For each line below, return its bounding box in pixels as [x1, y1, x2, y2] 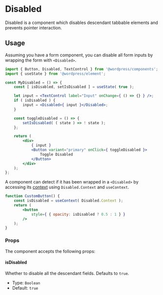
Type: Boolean [12, 280, 41, 286]
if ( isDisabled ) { [14, 98, 56, 103]
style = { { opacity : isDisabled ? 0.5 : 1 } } [31, 212, 125, 217]
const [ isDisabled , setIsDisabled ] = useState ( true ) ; [14, 85, 134, 90]
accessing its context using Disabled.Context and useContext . [5, 184, 129, 190]
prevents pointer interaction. [5, 24, 62, 30]
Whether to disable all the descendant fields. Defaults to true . [5, 270, 129, 276]
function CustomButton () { [5, 194, 60, 199]
